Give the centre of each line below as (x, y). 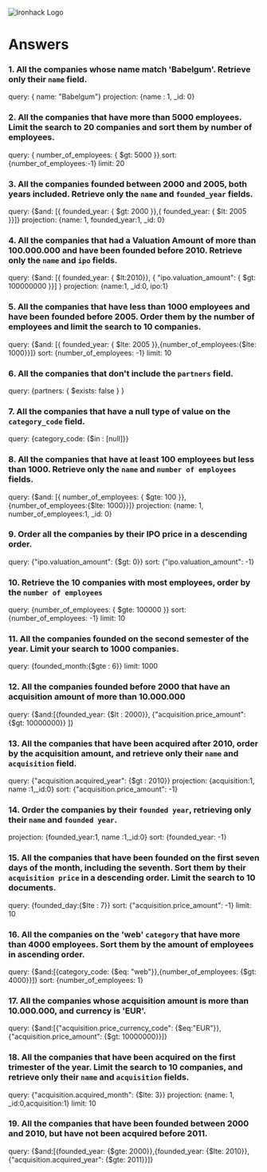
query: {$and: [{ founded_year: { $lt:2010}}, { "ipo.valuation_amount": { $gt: (132, 278)
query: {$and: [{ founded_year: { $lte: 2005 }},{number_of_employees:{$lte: (132, 344)
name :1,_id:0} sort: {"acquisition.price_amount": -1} (93, 789)
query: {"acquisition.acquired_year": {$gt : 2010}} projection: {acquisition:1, (132, 781)
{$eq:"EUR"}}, (198, 1028)
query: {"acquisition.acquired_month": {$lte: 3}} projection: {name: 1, (122, 1095)
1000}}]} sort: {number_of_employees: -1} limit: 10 (90, 353)
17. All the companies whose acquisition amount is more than (129, 1000)
